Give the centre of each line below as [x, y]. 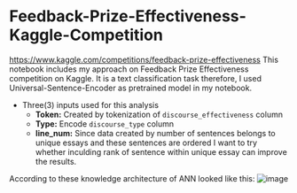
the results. [56, 161]
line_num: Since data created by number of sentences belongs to [156, 133]
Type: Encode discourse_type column [105, 124]
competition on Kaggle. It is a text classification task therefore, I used [135, 78]
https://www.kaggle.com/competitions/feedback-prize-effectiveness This [144, 59]
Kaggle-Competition [86, 35]
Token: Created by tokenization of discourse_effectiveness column [159, 114]
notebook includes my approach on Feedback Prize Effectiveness [129, 69]
